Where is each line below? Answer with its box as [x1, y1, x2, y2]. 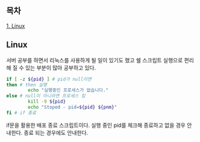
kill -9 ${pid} [28, 98, 66, 105]
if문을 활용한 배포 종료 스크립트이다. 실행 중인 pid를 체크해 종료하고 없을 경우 [6, 121, 186, 129]
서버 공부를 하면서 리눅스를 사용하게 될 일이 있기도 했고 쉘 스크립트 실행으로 [6, 56, 183, 63]
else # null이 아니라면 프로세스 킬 [6, 93, 86, 99]
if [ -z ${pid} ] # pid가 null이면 [6, 76, 92, 82]
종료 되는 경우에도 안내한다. [23, 129, 89, 136]
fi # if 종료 [6, 109, 37, 116]
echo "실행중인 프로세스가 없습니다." [28, 87, 109, 94]
